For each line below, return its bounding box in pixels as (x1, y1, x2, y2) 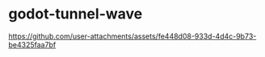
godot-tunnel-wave (8, 5, 143, 23)
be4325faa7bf (8, 39, 57, 49)
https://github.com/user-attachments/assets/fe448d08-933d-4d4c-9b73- (8, 31, 257, 41)
